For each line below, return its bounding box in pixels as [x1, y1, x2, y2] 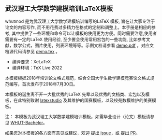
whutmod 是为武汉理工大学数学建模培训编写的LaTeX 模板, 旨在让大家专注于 [5, 18, 155, 24]
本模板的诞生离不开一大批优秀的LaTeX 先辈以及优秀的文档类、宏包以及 [5, 91, 146, 97]
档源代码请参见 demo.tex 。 [5, 48, 60, 54]
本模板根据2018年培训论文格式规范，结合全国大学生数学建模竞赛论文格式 [5, 75, 150, 81]
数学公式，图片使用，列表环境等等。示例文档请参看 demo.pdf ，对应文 [13, 42, 154, 48]
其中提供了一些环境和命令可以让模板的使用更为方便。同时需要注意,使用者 [11, 30, 157, 36]
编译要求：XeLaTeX [12, 58, 51, 64]
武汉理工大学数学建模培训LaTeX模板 [5, 4, 113, 13]
